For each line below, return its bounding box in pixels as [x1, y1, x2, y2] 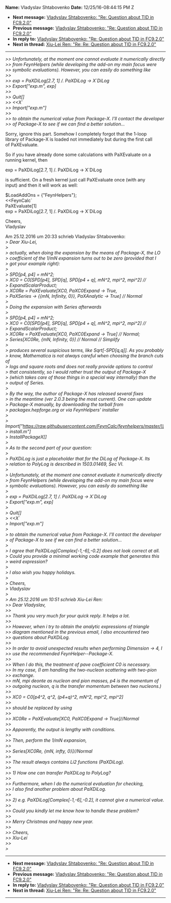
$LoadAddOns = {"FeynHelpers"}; [5, 192, 77, 198]
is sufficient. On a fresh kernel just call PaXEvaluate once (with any [5, 177, 146, 183]
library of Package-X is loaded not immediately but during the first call [5, 136, 153, 142]
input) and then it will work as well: [5, 182, 78, 188]
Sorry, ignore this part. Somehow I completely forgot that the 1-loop [5, 131, 147, 137]
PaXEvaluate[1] [5, 203, 37, 209]
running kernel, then [5, 157, 48, 163]
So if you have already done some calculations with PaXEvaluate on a [5, 151, 151, 158]
